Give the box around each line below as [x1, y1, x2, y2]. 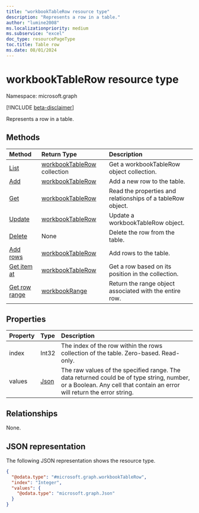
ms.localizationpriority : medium [6, 25, 89, 31]
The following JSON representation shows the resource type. [6, 457, 156, 464]
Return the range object [108, 279, 175, 287]
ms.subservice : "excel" [6, 31, 65, 37]
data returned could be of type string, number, [61, 374, 190, 382]
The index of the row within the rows [61, 342, 163, 350]
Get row [9, 283, 31, 291]
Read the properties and [108, 187, 176, 195]
